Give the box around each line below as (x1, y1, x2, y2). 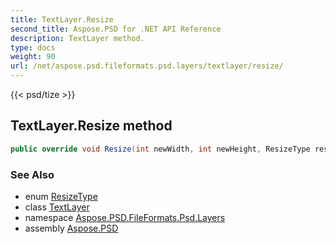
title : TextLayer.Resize (10, 14, 114, 25)
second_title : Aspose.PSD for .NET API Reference (10, 24, 222, 34)
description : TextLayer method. (10, 33, 145, 43)
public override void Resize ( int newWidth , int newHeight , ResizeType (10, 144, 311, 154)
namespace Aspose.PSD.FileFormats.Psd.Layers (24, 211, 226, 223)
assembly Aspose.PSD (24, 222, 119, 234)
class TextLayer (24, 201, 90, 213)
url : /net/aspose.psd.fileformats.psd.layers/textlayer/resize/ (10, 61, 284, 71)
